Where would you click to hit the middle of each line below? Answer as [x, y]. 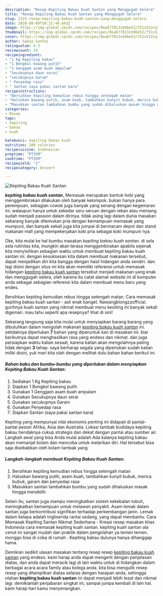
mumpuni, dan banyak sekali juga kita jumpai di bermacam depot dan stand [81, 226]
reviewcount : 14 [21, 50]
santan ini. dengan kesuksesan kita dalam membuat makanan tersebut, [76, 257]
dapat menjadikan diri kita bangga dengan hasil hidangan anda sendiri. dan [80, 261]
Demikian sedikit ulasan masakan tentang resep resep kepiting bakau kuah [80, 552]
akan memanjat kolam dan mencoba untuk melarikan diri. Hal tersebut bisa [80, 443]
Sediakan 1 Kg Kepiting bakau [41, 382]
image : [12, 28]
